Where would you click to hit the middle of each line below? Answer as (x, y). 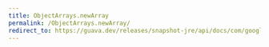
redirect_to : (30, 30)
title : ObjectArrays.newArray (59, 16)
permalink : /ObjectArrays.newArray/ (69, 23)
